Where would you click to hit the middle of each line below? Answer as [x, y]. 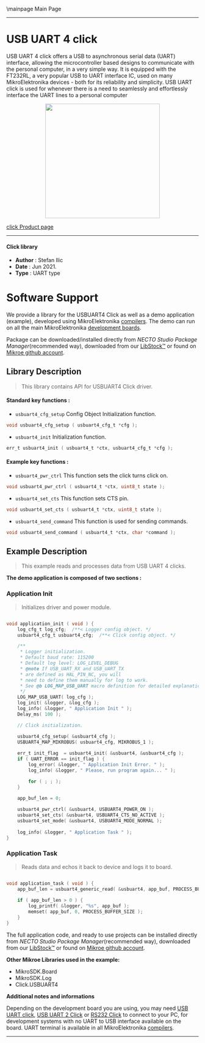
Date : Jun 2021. [36, 267]
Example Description [47, 551]
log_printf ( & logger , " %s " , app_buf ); [79, 906]
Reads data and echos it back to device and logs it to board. [97, 866]
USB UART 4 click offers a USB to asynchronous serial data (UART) [91, 56]
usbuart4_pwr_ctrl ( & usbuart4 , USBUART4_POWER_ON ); [86, 810]
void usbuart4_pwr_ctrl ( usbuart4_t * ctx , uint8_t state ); [86, 487]
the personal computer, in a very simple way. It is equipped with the [91, 69]
